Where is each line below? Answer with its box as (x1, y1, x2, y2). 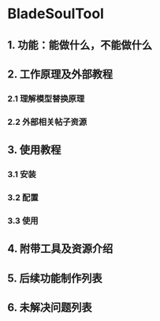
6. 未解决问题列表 (7, 301, 92, 315)
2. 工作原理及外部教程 (7, 67, 113, 81)
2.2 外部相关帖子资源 (7, 116, 87, 127)
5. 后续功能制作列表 (7, 271, 102, 285)
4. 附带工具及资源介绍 (7, 242, 113, 255)
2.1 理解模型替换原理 (7, 93, 85, 104)
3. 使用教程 (7, 143, 61, 157)
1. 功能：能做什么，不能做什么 (7, 38, 153, 51)
